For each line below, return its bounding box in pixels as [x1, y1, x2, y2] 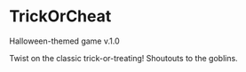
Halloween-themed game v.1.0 [9, 36, 120, 46]
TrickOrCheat [9, 6, 112, 27]
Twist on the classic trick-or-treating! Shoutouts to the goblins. [9, 52, 238, 63]
